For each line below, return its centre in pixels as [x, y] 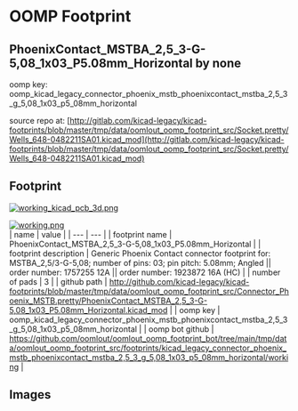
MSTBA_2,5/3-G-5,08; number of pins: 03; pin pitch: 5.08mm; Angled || [140, 262]
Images [30, 395]
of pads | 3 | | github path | [58, 281]
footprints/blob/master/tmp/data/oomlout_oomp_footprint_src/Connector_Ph [149, 291]
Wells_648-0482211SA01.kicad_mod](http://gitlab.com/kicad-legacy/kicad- [147, 139]
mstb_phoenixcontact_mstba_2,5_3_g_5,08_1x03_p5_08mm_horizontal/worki [149, 357]
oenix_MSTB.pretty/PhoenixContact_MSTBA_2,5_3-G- [108, 301]
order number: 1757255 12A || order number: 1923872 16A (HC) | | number [145, 272]
